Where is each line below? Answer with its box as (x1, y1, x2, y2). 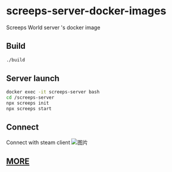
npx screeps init (6, 100, 49, 107)
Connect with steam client (6, 139, 70, 146)
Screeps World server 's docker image (6, 24, 101, 31)
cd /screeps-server (6, 95, 55, 101)
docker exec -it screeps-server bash (6, 89, 100, 95)
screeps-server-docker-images (6, 4, 167, 18)
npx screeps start (6, 106, 52, 112)
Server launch (6, 73, 60, 84)
